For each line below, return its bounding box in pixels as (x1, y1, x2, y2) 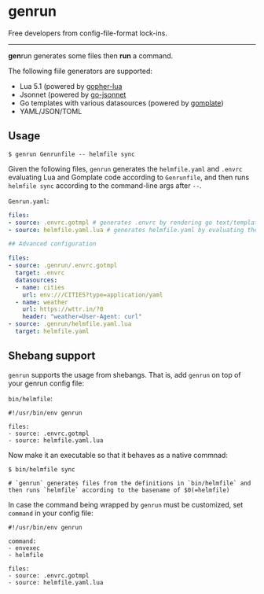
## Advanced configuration (8, 240, 97, 248)
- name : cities (15, 283, 65, 291)
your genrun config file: (8, 378, 85, 388)
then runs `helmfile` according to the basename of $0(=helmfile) (8, 486, 230, 494)
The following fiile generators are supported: (8, 66, 153, 76)
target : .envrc (15, 269, 65, 277)
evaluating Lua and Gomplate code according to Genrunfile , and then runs (8, 172, 250, 182)
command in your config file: (8, 508, 94, 518)
